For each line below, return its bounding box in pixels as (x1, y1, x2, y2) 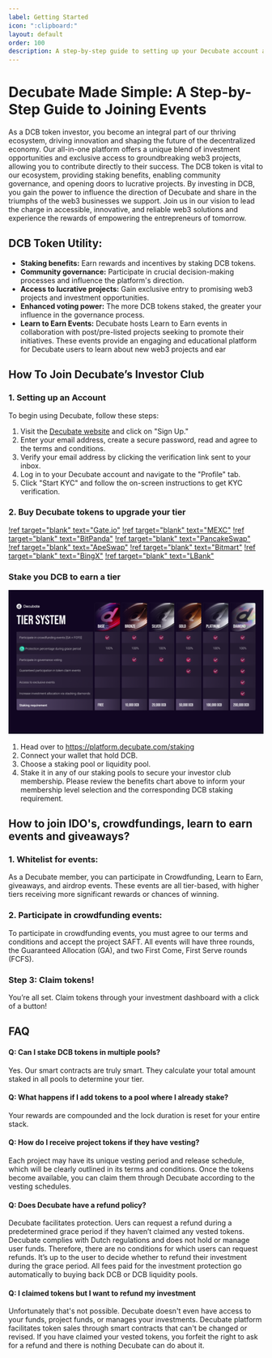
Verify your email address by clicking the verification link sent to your (19, 452, 251, 462)
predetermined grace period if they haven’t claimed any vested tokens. (8, 1227, 245, 1236)
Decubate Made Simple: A (8, 83, 187, 101)
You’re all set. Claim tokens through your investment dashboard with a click (8, 993, 260, 1002)
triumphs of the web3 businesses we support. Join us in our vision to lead (8, 196, 255, 206)
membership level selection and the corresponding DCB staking (19, 784, 233, 794)
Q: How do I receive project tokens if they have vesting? (8, 1138, 200, 1147)
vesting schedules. (8, 1181, 71, 1191)
